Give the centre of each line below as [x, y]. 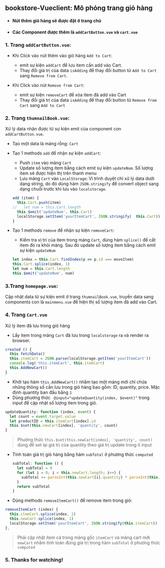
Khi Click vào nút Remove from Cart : [48, 85]
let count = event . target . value [43, 416]
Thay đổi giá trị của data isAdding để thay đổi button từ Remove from [88, 100]
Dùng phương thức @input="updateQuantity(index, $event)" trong [81, 398]
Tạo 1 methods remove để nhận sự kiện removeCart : [63, 230]
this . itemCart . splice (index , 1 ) [43, 514]
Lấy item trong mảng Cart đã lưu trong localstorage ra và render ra [81, 335]
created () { [18, 349]
